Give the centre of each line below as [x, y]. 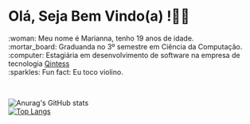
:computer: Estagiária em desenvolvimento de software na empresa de [124, 55]
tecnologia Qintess [39, 64]
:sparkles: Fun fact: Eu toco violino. [66, 72]
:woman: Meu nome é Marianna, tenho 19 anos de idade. [101, 38]
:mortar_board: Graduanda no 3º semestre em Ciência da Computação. [125, 46]
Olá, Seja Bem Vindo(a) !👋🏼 [99, 16]
